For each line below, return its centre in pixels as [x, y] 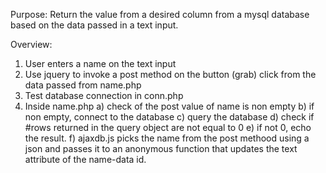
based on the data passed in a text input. [94, 25]
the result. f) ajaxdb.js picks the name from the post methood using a [167, 138]
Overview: [31, 44]
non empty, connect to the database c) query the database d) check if [169, 117]
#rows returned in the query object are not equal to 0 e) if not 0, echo [168, 127]
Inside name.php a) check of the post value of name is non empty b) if [169, 106]
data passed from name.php [83, 85]
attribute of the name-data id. [85, 159]
